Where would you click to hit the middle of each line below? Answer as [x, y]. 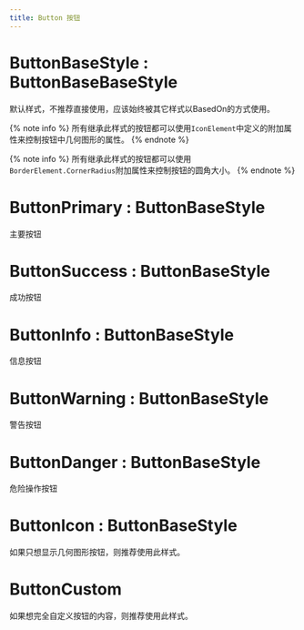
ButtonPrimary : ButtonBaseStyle [137, 207]
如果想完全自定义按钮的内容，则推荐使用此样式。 [101, 616]
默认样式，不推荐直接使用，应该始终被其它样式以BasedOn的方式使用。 [142, 108]
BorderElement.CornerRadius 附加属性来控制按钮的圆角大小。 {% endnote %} [152, 170]
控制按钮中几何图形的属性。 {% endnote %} [107, 139]
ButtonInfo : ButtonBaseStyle [122, 335]
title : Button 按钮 [45, 18]
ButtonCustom [66, 589]
